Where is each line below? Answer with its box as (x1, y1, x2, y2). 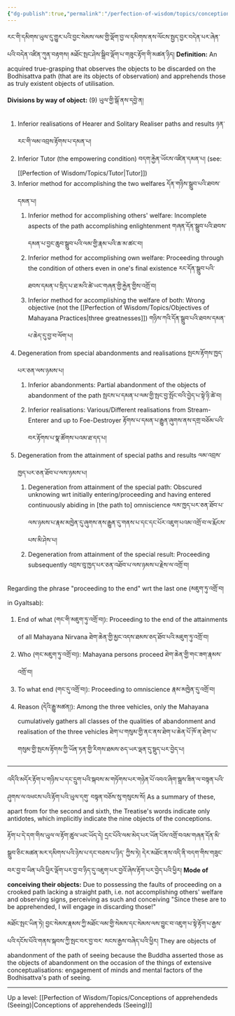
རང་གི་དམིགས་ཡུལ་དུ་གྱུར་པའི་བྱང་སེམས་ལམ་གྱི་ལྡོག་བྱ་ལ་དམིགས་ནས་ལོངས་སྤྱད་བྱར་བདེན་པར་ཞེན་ (7, 32, 220, 41)
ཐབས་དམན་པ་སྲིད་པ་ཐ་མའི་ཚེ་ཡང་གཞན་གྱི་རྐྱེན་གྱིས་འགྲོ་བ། (27, 281, 157, 290)
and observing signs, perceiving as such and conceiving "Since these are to (7, 895, 227, 903)
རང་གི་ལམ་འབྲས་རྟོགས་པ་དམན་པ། (17, 137, 92, 145)
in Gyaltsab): (7, 598, 44, 607)
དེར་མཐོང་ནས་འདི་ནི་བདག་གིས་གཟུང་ (142, 848, 223, 857)
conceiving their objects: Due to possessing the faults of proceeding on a (7, 880, 222, 888)
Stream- (187, 405, 211, 414)
